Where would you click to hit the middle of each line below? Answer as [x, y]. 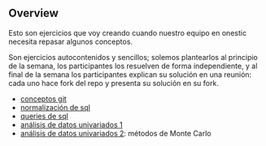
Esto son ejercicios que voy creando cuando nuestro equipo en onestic [127, 32]
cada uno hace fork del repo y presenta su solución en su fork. [114, 83]
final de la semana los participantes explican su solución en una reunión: [130, 74]
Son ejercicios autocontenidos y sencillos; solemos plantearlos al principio [133, 57]
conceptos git [43, 99]
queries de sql [44, 116]
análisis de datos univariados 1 [72, 124]
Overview [34, 13]
